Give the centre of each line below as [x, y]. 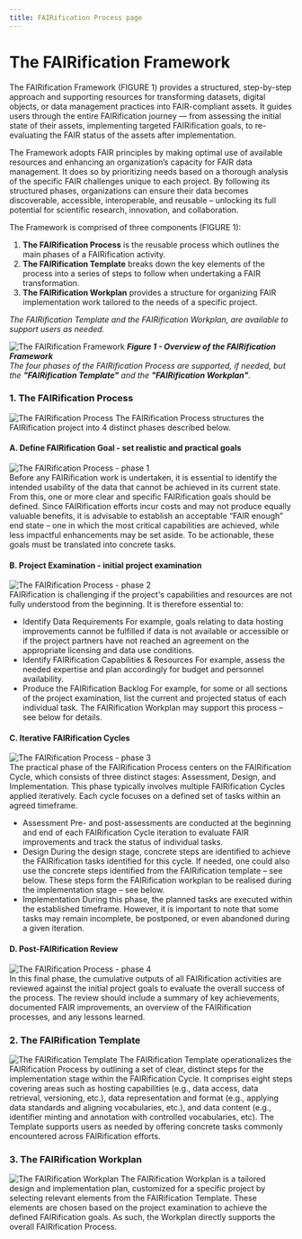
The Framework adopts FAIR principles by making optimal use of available [146, 152]
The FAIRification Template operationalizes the [206, 1059]
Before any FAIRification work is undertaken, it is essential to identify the [143, 478]
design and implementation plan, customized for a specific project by [138, 1189]
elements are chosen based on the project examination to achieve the [138, 1208]
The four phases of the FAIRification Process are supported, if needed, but [147, 365]
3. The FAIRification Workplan [75, 1159]
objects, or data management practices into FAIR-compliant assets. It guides [151, 106]
